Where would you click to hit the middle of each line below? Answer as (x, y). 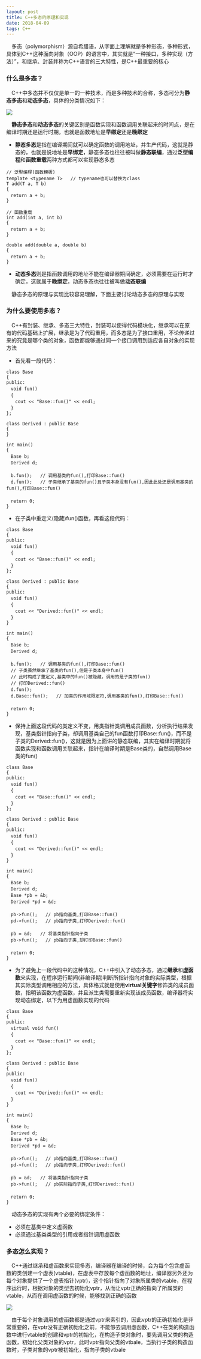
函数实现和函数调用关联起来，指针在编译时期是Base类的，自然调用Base (103, 748)
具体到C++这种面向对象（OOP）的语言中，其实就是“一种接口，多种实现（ (97, 54)
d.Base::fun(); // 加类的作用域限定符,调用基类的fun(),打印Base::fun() (97, 696)
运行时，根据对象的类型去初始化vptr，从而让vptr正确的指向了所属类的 (97, 1288)
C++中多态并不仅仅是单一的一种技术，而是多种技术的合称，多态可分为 (98, 93)
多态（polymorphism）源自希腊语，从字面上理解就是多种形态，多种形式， (102, 46)
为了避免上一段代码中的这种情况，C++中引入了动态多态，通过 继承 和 (99, 970)
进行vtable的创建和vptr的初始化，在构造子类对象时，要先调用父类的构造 (105, 1335)
